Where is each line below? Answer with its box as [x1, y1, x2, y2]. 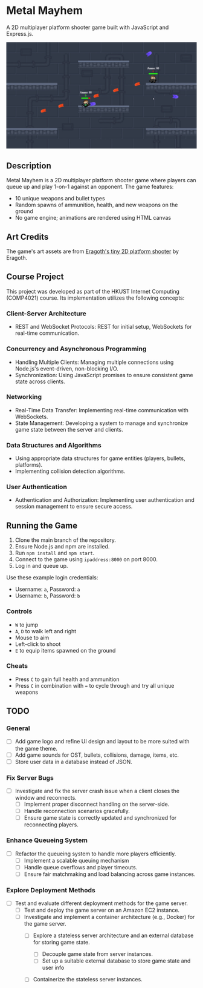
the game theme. [14, 745, 58, 752]
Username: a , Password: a [14, 585, 80, 593]
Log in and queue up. [14, 562, 68, 570]
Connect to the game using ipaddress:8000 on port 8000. [14, 556, 158, 563]
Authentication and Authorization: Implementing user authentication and [14, 496, 195, 504]
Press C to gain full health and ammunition [14, 676, 120, 683]
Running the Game [6, 520, 77, 530]
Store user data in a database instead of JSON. [14, 758, 132, 765]
